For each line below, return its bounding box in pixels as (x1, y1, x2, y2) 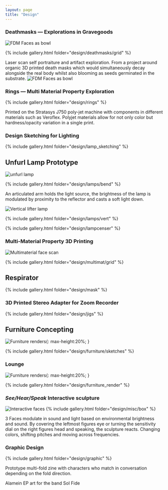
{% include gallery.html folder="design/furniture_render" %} (5, 382, 130, 388)
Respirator (5, 273, 39, 282)
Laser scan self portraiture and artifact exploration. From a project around (5, 59, 157, 65)
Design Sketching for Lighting (5, 132, 79, 139)
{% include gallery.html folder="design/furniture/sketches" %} (5, 348, 134, 354)
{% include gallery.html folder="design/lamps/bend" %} (5, 181, 121, 187)
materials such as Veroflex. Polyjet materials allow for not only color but (5, 114, 153, 120)
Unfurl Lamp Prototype (5, 158, 79, 167)
